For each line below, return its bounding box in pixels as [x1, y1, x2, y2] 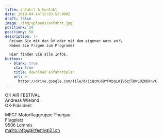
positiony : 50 [5, 30, 34, 34]
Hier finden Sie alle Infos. [9, 52, 68, 57]
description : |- [5, 34, 38, 39]
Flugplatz [5, 117, 24, 123]
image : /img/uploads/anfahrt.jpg [5, 20, 73, 26]
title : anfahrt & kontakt [5, 7, 57, 12]
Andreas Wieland [5, 97, 40, 103]
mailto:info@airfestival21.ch [5, 127, 60, 133]
